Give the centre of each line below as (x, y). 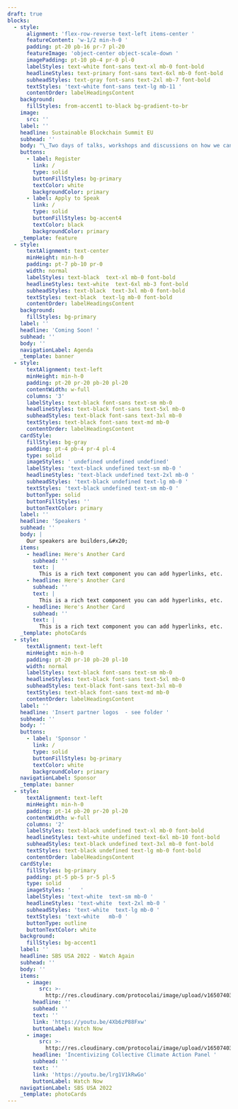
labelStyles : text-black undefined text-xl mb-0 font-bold (115, 831)
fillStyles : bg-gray (56, 442)
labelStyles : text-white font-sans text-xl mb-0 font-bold (115, 67)
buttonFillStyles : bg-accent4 (77, 218)
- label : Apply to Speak (63, 198)
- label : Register (53, 159)
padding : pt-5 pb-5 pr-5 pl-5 (70, 877)
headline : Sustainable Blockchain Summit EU (87, 133)
